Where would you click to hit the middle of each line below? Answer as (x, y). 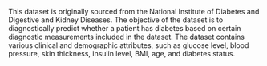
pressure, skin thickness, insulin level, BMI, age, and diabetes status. (121, 54)
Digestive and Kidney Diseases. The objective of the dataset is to (116, 20)
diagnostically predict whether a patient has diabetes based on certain (125, 28)
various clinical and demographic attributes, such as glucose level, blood (129, 45)
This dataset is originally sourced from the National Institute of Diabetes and (134, 12)
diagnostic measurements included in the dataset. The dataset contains (126, 37)
